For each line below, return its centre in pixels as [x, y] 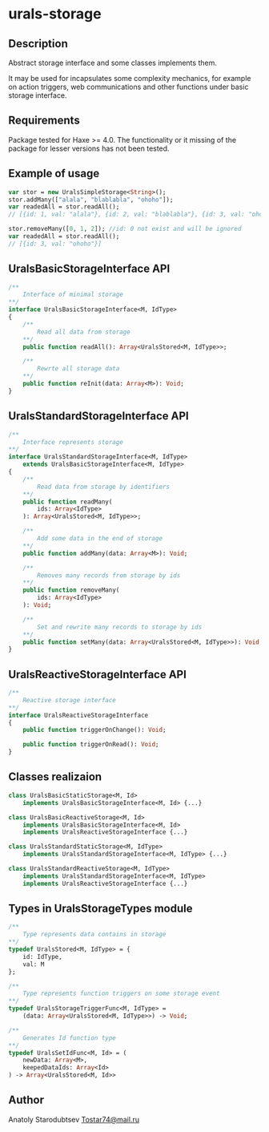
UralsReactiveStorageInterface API [97, 674]
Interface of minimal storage [73, 295]
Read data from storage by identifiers [104, 487]
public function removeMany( [71, 590]
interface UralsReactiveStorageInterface [78, 715]
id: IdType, [42, 956]
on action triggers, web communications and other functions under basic [128, 87]
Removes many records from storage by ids [109, 575]
